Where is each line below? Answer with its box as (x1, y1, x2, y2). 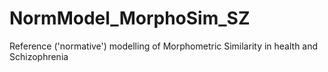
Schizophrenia (9, 50, 69, 62)
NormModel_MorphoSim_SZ (9, 7, 251, 30)
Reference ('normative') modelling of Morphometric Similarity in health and (9, 40, 319, 52)
